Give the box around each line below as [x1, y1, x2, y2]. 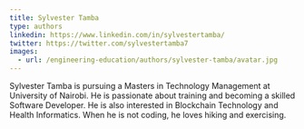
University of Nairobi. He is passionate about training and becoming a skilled [9, 90, 296, 101]
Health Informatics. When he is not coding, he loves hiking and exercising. [9, 110, 287, 120]
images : [9, 47, 39, 56]
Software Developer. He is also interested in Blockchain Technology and [9, 100, 279, 110]
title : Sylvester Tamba [9, 13, 100, 23]
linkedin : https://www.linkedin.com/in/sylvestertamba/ [9, 30, 225, 39]
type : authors [9, 22, 64, 31]
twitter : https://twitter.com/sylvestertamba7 [9, 38, 189, 48]
